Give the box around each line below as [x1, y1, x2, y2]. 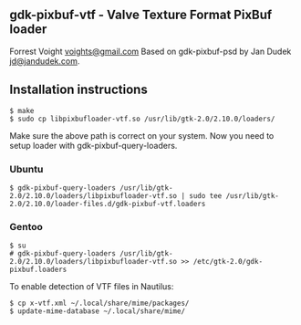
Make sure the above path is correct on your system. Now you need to [9, 130, 275, 141]
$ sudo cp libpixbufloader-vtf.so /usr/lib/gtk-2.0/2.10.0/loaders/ [9, 114, 275, 123]
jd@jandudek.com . [9, 55, 80, 67]
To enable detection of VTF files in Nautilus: [9, 281, 174, 292]
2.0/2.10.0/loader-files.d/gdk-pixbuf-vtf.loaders [9, 199, 206, 208]
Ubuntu [9, 162, 44, 175]
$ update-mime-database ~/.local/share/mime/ [9, 307, 185, 316]
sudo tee [188, 191, 223, 200]
